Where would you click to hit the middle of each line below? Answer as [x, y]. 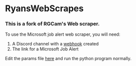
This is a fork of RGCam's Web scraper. [52, 24]
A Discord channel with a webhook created [55, 44]
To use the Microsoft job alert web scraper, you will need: [63, 34]
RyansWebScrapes [44, 9]
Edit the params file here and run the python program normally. [68, 59]
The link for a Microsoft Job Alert [45, 49]
